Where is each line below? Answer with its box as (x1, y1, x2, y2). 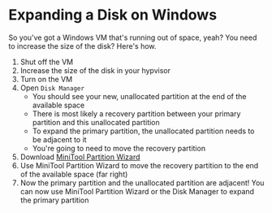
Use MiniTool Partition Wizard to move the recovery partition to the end (19, 160, 259, 170)
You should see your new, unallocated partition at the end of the (32, 91, 247, 101)
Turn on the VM (19, 74, 73, 84)
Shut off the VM (19, 57, 74, 67)
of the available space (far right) (19, 169, 128, 179)
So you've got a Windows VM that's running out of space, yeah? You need (8, 33, 257, 42)
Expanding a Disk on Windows (8, 6, 218, 24)
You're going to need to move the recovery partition (32, 143, 205, 153)
